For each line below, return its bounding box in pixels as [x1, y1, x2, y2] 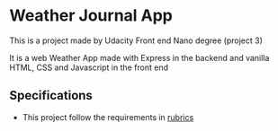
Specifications [9, 88, 93, 103]
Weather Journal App [9, 5, 174, 26]
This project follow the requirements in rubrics [22, 111, 194, 122]
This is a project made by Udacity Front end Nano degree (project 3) [9, 35, 264, 46]
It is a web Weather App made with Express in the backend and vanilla [9, 52, 270, 63]
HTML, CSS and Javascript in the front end [9, 62, 169, 73]
